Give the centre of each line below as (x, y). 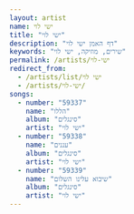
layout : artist (38, 18)
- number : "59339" (53, 170)
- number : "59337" (53, 102)
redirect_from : (38, 69)
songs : (22, 94)
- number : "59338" (53, 137)
